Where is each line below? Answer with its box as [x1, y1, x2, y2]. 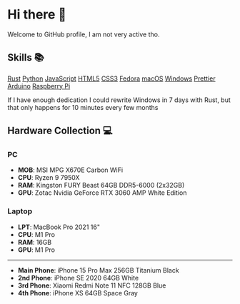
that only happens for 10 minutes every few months [7, 103, 159, 111]
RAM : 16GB [17, 238, 52, 246]
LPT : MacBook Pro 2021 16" [17, 223, 100, 231]
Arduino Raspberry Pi [7, 81, 71, 90]
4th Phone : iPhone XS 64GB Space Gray [17, 288, 138, 297]
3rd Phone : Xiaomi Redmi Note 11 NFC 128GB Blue [17, 281, 166, 290]
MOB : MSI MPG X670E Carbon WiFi [17, 166, 124, 174]
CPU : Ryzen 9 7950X [17, 173, 80, 182]
